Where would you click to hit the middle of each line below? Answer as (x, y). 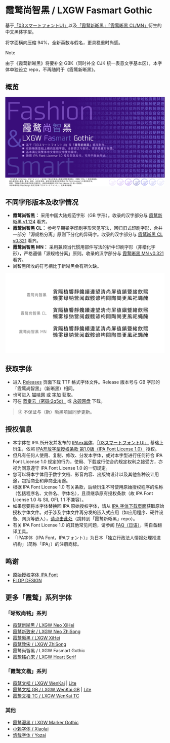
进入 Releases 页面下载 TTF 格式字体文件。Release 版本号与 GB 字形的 (86, 382)
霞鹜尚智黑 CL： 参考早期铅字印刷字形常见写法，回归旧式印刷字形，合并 (88, 228)
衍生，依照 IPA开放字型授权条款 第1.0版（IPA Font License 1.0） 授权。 (86, 449)
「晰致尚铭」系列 (26, 613)
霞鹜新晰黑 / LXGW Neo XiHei (43, 625)
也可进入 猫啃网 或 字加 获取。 (44, 395)
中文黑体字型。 (21, 31)
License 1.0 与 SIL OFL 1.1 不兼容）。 (49, 500)
